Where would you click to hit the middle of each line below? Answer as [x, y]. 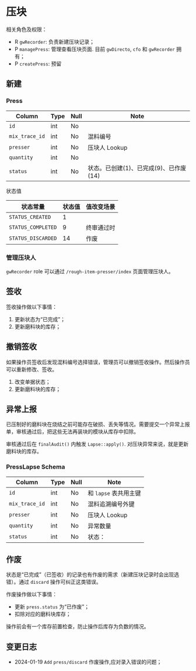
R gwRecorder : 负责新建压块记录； [55, 42]
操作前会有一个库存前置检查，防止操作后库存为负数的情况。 [78, 627]
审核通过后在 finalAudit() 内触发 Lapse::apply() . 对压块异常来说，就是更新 [97, 444]
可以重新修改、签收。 [32, 369]
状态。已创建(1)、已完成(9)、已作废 [137, 168]
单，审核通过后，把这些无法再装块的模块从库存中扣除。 [72, 432]
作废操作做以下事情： [32, 594]
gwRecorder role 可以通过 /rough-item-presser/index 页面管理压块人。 [90, 271]
